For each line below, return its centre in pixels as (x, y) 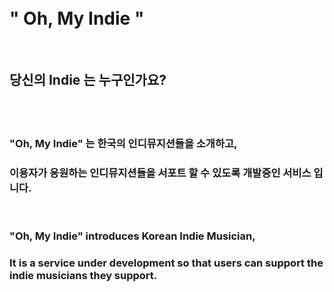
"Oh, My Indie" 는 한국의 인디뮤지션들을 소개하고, (123, 143)
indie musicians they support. (83, 275)
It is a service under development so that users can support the (166, 263)
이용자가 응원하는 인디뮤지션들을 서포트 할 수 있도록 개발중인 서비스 (160, 173)
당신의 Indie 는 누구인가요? (88, 80)
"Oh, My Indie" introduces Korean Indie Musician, (132, 236)
